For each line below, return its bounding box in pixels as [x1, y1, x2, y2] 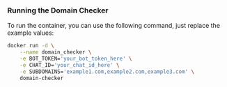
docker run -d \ [7, 42, 54, 49]
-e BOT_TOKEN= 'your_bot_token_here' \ [19, 55, 132, 63]
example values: [7, 29, 54, 37]
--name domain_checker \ [19, 49, 92, 56]
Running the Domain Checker [7, 6, 109, 15]
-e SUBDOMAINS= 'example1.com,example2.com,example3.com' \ [19, 68, 195, 75]
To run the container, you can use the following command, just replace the [7, 22, 221, 30]
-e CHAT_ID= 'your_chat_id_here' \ [19, 61, 120, 68]
